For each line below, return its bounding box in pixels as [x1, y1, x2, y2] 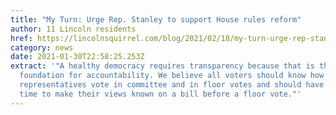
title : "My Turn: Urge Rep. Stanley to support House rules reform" [10, 14, 302, 25]
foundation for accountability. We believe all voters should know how [19, 71, 325, 81]
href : [10, 33, 33, 43]
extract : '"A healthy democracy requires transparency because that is [10, 61, 315, 71]
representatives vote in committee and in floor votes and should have [19, 80, 325, 90]
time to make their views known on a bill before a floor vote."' [19, 89, 302, 99]
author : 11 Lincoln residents [10, 24, 137, 34]
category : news [10, 42, 74, 53]
